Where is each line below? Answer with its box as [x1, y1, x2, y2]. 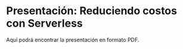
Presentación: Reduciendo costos [6, 4, 178, 18]
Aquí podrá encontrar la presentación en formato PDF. [6, 36, 139, 43]
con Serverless [6, 17, 83, 30]
